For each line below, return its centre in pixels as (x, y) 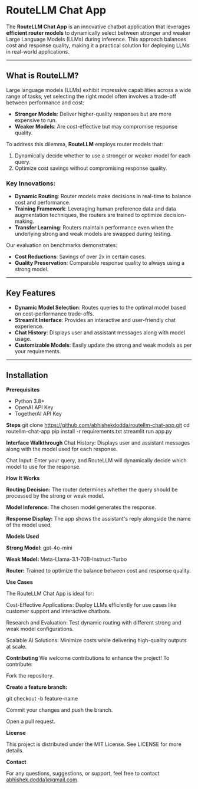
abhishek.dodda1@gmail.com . (42, 780)
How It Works (23, 478)
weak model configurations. (40, 629)
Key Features (31, 293)
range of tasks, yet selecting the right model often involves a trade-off (91, 96)
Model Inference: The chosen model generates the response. (81, 507)
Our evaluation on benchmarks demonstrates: (62, 245)
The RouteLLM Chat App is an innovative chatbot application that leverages (98, 27)
